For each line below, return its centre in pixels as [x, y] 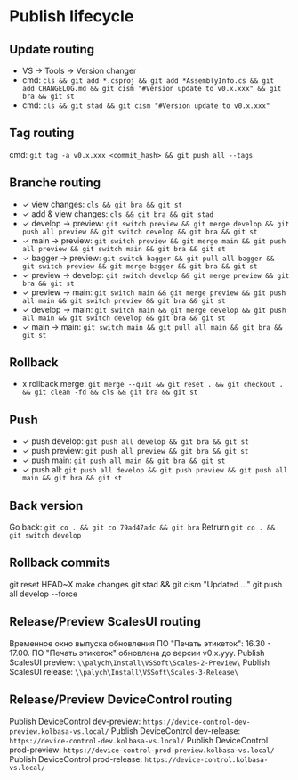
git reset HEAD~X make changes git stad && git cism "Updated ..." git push [146, 584]
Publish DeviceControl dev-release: [176, 731]
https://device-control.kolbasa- [206, 759]
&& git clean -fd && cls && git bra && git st [110, 393]
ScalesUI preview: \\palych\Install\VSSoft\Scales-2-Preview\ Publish [139, 662]
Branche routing [55, 183]
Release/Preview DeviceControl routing [121, 700]
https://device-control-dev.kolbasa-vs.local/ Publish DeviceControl [139, 740]
